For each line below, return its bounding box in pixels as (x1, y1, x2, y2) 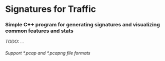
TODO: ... (5, 39, 24, 45)
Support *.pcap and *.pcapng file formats (5, 50, 91, 56)
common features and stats (5, 27, 74, 34)
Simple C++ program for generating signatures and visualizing (5, 21, 160, 28)
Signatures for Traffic (5, 3, 96, 15)
